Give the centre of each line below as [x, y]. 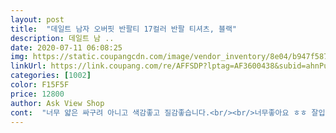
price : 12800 [37, 94]
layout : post [37, 19]
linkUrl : [28, 66]
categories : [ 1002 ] [51, 76]
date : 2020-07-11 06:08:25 [66, 47]
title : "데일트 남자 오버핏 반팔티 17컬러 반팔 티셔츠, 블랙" [123, 29]
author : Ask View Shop [57, 103]
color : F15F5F [40, 85]
